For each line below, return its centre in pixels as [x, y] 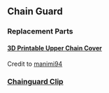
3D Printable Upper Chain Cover [55, 48]
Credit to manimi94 [35, 64]
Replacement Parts [40, 31]
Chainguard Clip [36, 82]
